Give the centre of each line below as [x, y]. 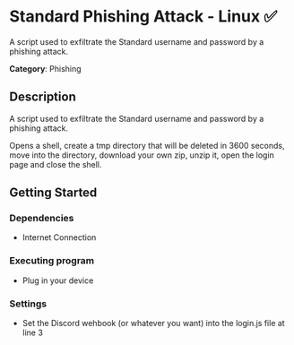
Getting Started [53, 193]
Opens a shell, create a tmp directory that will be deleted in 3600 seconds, [147, 145]
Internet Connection [59, 237]
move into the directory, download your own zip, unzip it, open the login [142, 155]
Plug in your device [58, 280]
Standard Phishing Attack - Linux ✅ [143, 17]
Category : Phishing [46, 68]
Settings [28, 304]
